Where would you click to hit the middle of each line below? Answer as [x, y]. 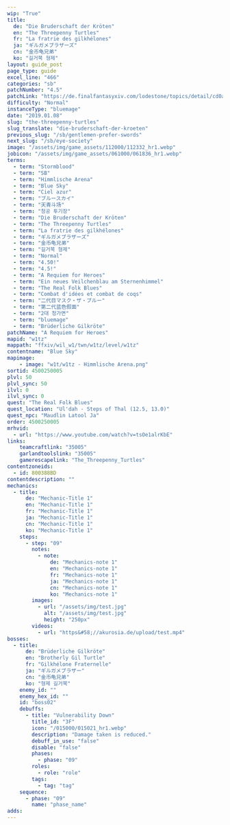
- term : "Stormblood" [44, 166]
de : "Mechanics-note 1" [84, 562]
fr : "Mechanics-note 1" [84, 575]
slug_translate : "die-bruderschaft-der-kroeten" [78, 128]
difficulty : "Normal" [38, 103]
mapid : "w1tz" [27, 339]
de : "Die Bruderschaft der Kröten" [64, 26]
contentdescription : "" [41, 479]
